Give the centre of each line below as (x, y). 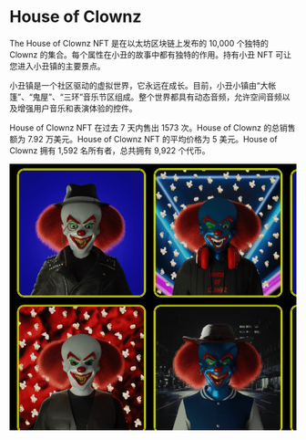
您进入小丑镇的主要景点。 (57, 66)
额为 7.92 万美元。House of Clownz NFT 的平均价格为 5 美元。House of (143, 139)
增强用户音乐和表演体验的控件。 (77, 108)
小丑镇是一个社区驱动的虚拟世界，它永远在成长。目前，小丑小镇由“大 (139, 85)
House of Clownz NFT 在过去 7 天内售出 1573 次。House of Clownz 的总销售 (153, 127)
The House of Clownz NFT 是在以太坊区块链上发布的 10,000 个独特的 (139, 43)
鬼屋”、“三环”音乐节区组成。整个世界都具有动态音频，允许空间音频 (157, 97)
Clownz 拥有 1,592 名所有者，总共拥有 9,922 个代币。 (110, 150)
